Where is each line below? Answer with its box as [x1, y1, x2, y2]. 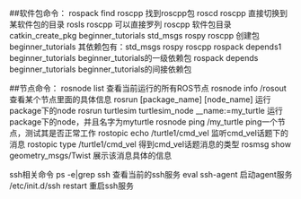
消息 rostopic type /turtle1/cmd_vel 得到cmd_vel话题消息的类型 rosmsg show [9, 139, 292, 150]
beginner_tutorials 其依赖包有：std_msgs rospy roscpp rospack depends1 [9, 41, 282, 52]
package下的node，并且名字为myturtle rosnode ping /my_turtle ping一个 [9, 117, 279, 127]
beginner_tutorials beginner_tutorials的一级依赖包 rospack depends [9, 53, 259, 63]
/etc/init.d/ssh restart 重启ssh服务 [9, 180, 135, 191]
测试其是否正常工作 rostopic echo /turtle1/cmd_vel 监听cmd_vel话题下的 [24, 128, 289, 138]
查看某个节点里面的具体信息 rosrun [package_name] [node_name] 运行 [9, 94, 271, 105]
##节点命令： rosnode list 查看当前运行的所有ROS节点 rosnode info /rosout [9, 83, 288, 93]
